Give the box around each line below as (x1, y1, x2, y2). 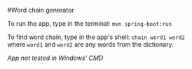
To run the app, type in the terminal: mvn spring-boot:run (7, 20, 172, 27)
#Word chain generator (7, 6, 75, 14)
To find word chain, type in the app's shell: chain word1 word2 (7, 33, 186, 41)
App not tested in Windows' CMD (7, 54, 104, 62)
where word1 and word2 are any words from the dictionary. (7, 40, 174, 48)
